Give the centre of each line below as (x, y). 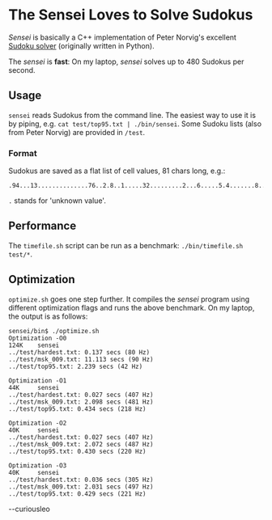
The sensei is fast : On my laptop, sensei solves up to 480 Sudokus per (126, 61)
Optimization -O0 (38, 338)
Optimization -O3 (38, 465)
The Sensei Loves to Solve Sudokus (131, 15)
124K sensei (34, 345)
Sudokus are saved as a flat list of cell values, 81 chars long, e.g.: (117, 171)
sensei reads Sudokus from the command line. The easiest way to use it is (132, 115)
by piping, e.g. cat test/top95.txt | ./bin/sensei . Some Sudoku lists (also (135, 124)
